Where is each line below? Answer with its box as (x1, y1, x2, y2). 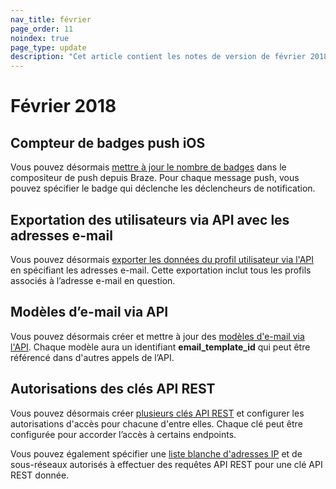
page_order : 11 (10, 24, 74, 34)
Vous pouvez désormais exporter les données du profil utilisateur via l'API (10, 253, 315, 265)
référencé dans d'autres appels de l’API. (10, 351, 175, 363)
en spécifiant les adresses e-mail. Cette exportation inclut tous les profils (10, 264, 312, 276)
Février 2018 (10, 95, 117, 118)
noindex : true (10, 33, 70, 43)
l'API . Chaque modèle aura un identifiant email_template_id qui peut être (10, 341, 311, 353)
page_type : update (10, 42, 87, 53)
